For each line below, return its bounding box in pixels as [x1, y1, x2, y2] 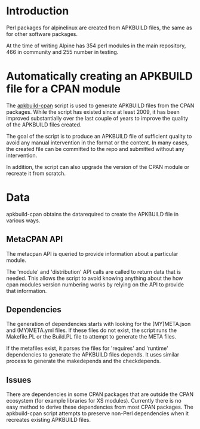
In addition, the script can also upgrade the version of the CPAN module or [6, 163, 190, 170]
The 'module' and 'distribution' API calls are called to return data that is [6, 268, 181, 275]
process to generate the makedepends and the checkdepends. [6, 358, 161, 365]
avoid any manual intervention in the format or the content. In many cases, [6, 139, 189, 146]
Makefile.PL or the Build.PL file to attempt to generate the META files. [6, 333, 177, 340]
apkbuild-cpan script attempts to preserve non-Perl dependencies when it [6, 410, 189, 417]
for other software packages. [6, 30, 78, 37]
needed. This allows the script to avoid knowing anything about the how [6, 274, 183, 282]
